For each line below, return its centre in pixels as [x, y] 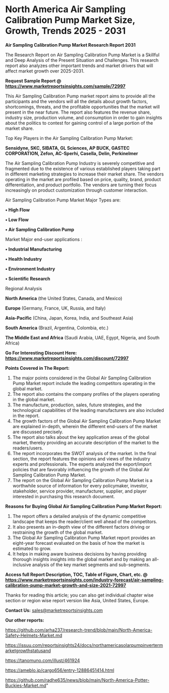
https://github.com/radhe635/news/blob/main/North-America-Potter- [77, 680]
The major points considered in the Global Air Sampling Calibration [82, 378]
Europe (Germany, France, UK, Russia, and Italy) [55, 308]
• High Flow [18, 210]
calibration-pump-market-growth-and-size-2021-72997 [66, 585]
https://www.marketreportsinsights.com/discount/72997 [67, 358]
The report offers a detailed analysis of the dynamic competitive [79, 516]
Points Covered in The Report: [37, 368]
